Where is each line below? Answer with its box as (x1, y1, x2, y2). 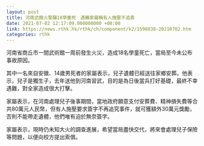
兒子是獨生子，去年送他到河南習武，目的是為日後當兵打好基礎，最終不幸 (16, 77, 198, 85)
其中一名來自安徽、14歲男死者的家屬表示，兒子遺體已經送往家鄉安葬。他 (6, 69, 188, 77)
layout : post (6, 9, 39, 15)
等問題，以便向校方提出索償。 (6, 133, 81, 141)
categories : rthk (6, 32, 50, 38)
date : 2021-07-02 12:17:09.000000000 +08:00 (6, 20, 121, 26)
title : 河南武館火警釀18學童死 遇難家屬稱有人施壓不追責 (6, 15, 135, 21)
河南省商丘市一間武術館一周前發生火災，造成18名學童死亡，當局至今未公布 (6, 49, 193, 57)
